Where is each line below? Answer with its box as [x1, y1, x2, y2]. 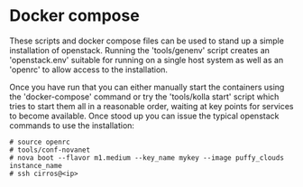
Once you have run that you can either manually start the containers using [9, 81, 285, 92]
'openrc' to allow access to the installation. [9, 64, 169, 75]
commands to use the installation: [9, 119, 135, 131]
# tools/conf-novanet [9, 145, 91, 154]
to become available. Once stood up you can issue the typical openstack [9, 110, 280, 121]
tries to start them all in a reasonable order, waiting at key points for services [9, 100, 294, 111]
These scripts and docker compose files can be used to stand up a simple [9, 35, 284, 46]
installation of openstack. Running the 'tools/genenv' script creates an [9, 44, 271, 55]
